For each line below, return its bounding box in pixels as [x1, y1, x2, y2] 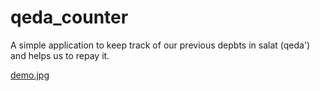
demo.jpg [10, 69, 50, 81]
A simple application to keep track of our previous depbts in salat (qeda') [10, 39, 311, 51]
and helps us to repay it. [10, 49, 110, 61]
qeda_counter [10, 6, 129, 29]
